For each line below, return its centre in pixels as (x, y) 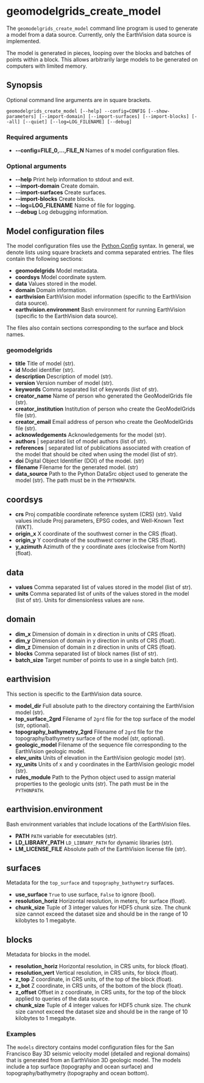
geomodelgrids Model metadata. (57, 271)
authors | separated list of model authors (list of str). (81, 442)
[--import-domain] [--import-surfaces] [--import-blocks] (114, 116)
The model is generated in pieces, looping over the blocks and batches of (99, 53)
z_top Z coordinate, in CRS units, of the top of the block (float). (94, 979)
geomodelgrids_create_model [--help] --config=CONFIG (76, 111)
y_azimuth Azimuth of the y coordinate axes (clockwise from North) (100, 547)
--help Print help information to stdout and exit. (74, 180)
